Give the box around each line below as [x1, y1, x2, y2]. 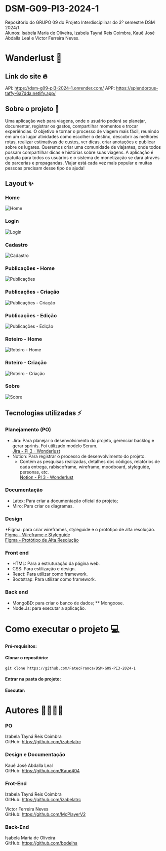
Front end [5, 550, 29, 556]
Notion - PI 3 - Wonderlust [19, 474, 74, 480]
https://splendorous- [116, 85, 158, 91]
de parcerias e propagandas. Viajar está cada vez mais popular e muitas [5, 160, 152, 166]
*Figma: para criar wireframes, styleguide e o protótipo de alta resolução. [5, 527, 156, 533]
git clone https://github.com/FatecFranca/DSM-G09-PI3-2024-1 [5, 666, 136, 671]
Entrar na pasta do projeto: [5, 676, 61, 682]
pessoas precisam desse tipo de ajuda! [5, 165, 85, 171]
